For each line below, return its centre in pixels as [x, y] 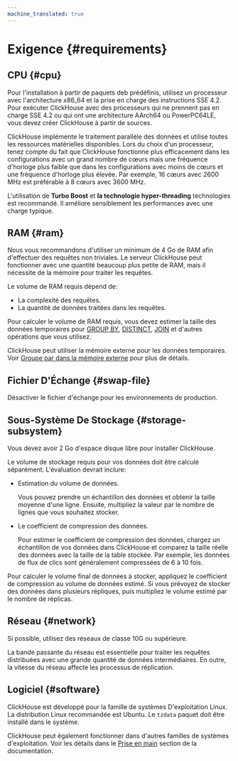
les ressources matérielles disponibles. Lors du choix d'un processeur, [110, 144]
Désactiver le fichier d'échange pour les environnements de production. [113, 398]
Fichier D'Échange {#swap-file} [79, 380]
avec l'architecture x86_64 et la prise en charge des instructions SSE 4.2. [114, 100]
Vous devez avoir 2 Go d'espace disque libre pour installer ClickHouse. [111, 448]
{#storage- [161, 420]
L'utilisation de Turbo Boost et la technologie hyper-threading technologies [119, 196]
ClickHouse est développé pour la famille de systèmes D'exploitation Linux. [118, 707]
